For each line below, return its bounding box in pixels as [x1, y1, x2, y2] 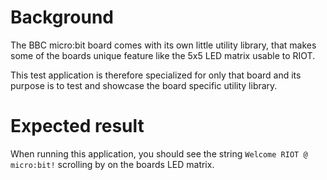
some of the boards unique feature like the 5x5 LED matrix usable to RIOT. [10, 49, 316, 61]
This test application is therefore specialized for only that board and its [10, 69, 302, 81]
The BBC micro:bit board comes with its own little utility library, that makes [10, 39, 317, 51]
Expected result [10, 115, 145, 138]
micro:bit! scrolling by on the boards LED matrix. [10, 158, 215, 170]
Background [10, 6, 114, 29]
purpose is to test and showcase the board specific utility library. [10, 79, 278, 91]
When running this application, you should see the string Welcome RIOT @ [10, 147, 308, 160]
